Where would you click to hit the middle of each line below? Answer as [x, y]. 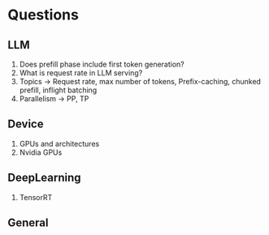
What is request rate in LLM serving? [81, 73]
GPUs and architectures [59, 143]
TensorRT [36, 197]
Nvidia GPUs [41, 152]
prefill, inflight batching [58, 90]
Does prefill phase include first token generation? [102, 64]
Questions [43, 15]
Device [26, 124]
